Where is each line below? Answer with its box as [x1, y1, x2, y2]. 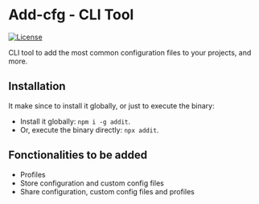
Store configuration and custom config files [19, 178, 165, 188]
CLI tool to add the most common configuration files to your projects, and [8, 47, 252, 57]
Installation [8, 80, 66, 93]
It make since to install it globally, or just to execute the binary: [8, 100, 215, 110]
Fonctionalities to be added [8, 149, 148, 162]
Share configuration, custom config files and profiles [19, 186, 195, 196]
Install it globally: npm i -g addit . [19, 116, 131, 126]
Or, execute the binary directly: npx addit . [19, 124, 159, 134]
